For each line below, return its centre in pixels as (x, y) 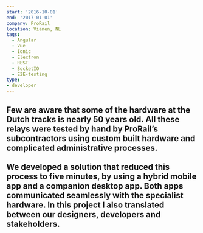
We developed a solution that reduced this (88, 167)
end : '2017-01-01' (29, 18)
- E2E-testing (29, 74)
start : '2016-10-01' (33, 12)
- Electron (26, 57)
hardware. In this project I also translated (85, 205)
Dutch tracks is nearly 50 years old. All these (93, 120)
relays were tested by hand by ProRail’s (82, 129)
